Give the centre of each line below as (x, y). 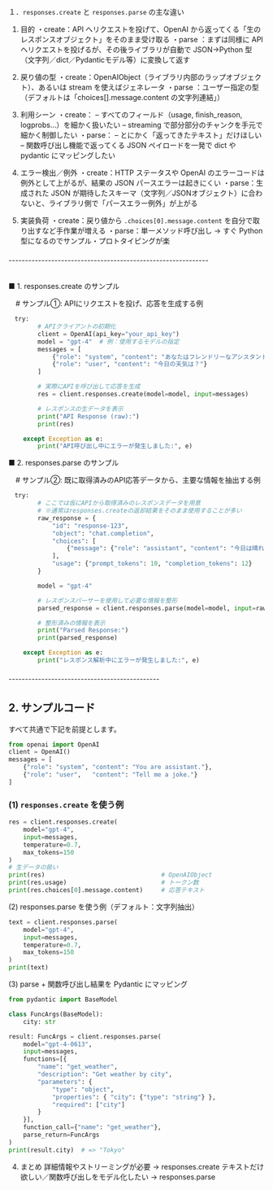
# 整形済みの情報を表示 (71, 623)
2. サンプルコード (52, 708)
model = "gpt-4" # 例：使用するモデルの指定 (109, 341)
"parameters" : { (65, 1082)
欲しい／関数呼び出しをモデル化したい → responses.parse (118, 1177)
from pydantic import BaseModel (63, 1000)
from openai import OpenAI (54, 744)
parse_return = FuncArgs (61, 1135)
